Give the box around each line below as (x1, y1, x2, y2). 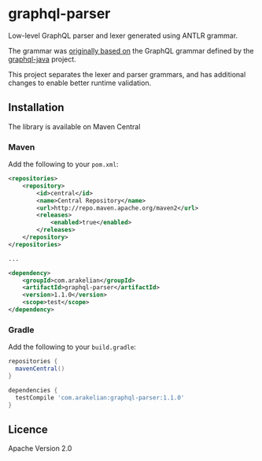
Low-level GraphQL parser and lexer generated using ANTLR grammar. (8, 31, 238, 40)
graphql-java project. (8, 54, 76, 64)
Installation (8, 101, 65, 114)
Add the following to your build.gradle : (8, 342, 136, 351)
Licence (8, 422, 49, 436)
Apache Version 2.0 (8, 444, 72, 453)
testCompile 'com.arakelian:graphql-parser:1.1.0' (15, 393, 185, 402)
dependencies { (8, 386, 58, 394)
